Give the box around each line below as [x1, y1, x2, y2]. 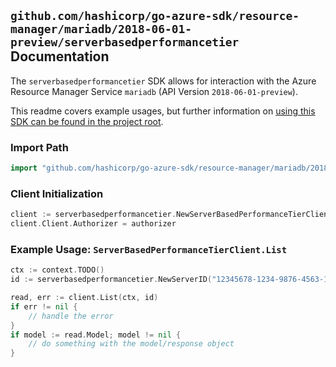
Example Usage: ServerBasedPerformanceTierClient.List [10, 242, 288, 256]
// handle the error [28, 311, 114, 321]
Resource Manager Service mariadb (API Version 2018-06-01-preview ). [10, 85, 298, 97]
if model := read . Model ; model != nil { [10, 330, 182, 340]
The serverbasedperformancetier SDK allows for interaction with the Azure [10, 75, 317, 87]
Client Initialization [10, 186, 104, 200]
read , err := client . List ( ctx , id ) [10, 293, 159, 303]
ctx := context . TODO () [10, 265, 105, 275]
